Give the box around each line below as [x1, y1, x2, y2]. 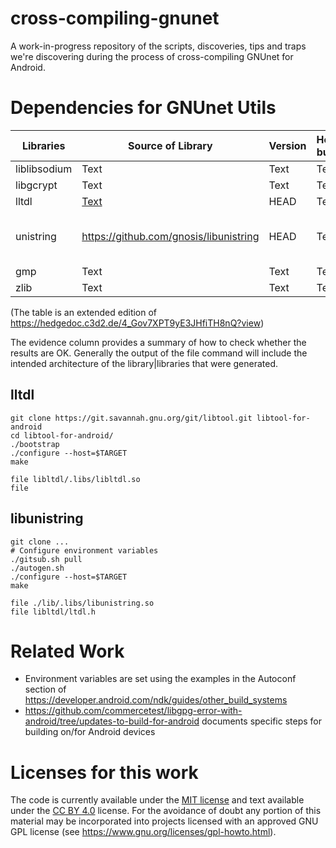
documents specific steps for [201, 715, 322, 727]
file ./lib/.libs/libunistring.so [10, 598, 155, 608]
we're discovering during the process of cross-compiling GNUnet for [10, 50, 294, 62]
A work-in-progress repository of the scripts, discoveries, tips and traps [10, 40, 307, 52]
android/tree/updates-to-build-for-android [24, 715, 200, 727]
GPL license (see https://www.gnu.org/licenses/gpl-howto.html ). [10, 826, 277, 838]
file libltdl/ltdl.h [10, 607, 97, 617]
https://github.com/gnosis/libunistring [81, 229, 260, 243]
